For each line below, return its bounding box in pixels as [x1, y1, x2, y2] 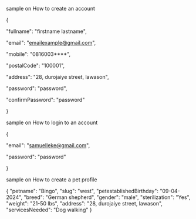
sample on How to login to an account [6, 119, 98, 126]
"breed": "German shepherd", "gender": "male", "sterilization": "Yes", [23, 194, 191, 201]
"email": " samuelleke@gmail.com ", [6, 142, 90, 149]
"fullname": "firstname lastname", [6, 28, 87, 35]
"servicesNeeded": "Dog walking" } [6, 206, 92, 213]
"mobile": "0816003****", [6, 51, 71, 58]
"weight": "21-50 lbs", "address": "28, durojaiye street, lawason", [6, 200, 163, 207]
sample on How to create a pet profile [6, 176, 97, 183]
